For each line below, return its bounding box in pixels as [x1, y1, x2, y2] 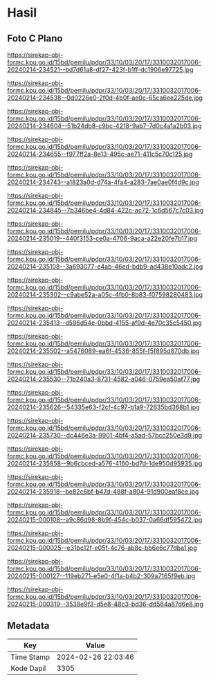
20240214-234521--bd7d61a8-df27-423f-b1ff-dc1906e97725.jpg [7, 66, 194, 73]
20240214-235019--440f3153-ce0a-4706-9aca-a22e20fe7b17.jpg [7, 234, 198, 242]
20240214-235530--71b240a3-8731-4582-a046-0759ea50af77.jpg [7, 375, 201, 383]
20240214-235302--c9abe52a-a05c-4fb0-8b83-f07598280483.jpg [7, 291, 203, 298]
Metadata [7, 620, 50, 631]
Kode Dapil [10, 663, 46, 673]
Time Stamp [10, 652, 51, 662]
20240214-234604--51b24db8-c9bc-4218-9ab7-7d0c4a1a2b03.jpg [7, 122, 202, 129]
